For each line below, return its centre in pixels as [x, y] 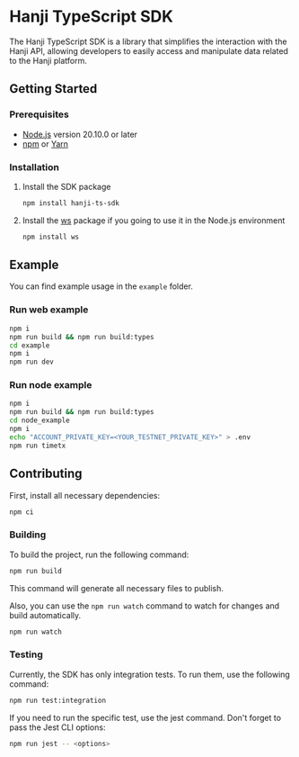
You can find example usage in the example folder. [101, 286]
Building [28, 535]
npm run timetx [38, 446]
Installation [35, 167]
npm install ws [51, 237]
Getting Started [53, 89]
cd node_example [40, 420]
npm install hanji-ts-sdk [70, 203]
